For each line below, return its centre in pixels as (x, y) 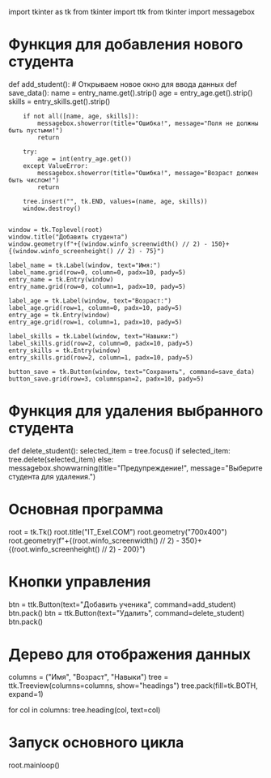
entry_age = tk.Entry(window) (59, 315)
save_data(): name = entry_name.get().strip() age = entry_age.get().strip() (131, 92)
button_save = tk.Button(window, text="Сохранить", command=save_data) (131, 372)
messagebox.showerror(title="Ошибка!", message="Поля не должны (148, 123)
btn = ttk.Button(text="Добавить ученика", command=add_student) (122, 604)
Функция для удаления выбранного (136, 411)
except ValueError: (56, 165)
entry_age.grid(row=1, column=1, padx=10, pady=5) (95, 322)
